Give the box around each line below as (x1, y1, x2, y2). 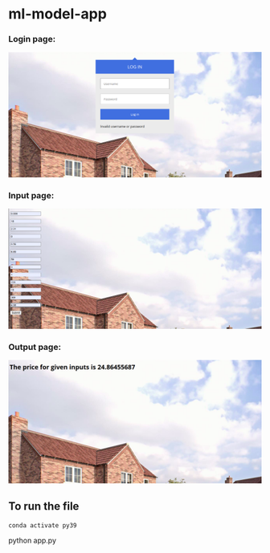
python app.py (8, 535, 57, 546)
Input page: (8, 189, 55, 201)
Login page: (8, 34, 56, 45)
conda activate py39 (8, 522, 78, 530)
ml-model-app (8, 5, 107, 23)
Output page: (8, 341, 62, 352)
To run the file (8, 499, 80, 513)
